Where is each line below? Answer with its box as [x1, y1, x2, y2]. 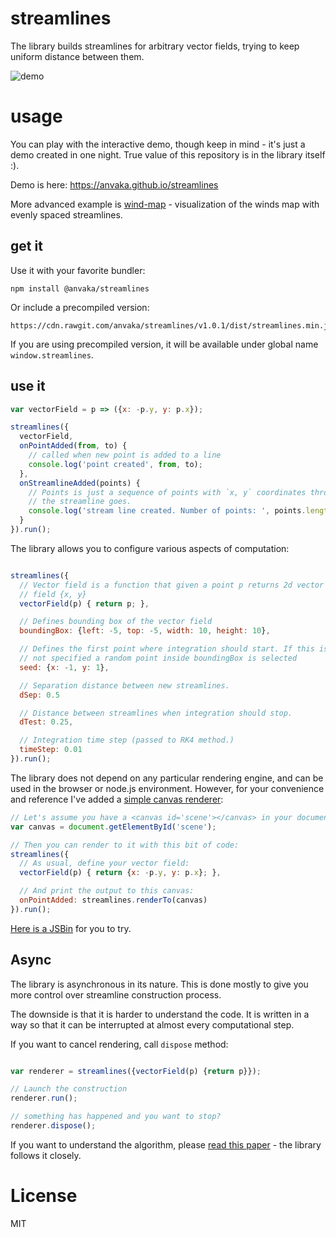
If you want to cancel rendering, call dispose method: [10, 1038, 229, 1050]
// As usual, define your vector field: [19, 858, 190, 869]
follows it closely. [10, 1149, 82, 1161]
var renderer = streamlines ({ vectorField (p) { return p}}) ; [10, 1066, 262, 1076]
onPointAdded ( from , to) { [19, 441, 128, 451]
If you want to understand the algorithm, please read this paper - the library [10, 1138, 322, 1151]
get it [10, 238, 43, 255]
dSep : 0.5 [19, 690, 60, 700]
